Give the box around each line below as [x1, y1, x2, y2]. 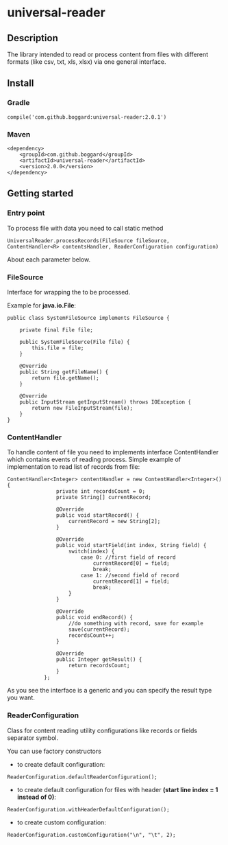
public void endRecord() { [55, 614, 134, 621]
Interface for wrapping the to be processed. [7, 288, 131, 296]
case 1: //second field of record [80, 572, 179, 579]
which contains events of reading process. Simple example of [7, 455, 181, 464]
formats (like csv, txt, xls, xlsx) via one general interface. [7, 58, 166, 66]
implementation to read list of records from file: [7, 463, 140, 471]
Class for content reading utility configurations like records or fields [7, 726, 197, 734]
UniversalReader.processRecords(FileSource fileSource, [7, 237, 170, 244]
